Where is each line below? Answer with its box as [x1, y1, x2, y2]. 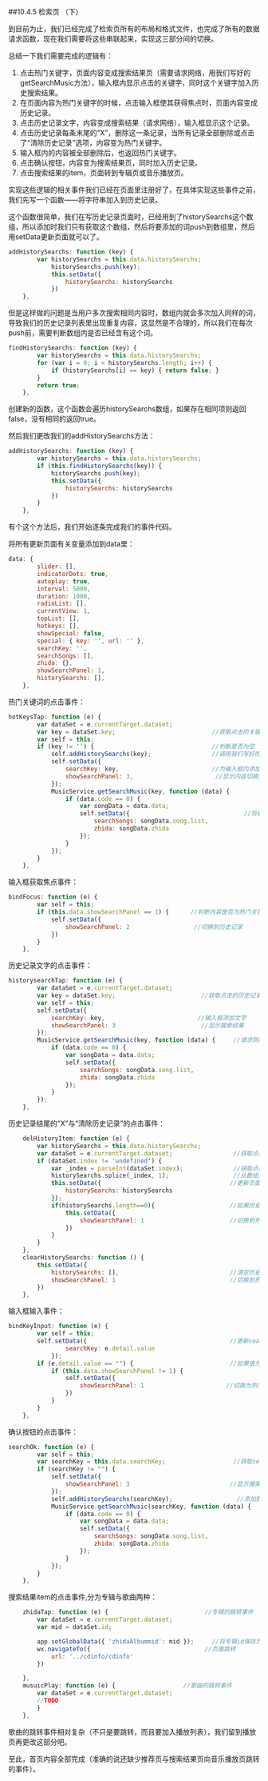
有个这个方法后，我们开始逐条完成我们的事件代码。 [8, 522, 176, 532]
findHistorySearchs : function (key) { [8, 344, 137, 352]
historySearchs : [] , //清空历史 [50, 1268, 261, 1276]
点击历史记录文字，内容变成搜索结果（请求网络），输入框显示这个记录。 [19, 118, 254, 127]
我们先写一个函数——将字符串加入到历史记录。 [8, 195, 162, 204]
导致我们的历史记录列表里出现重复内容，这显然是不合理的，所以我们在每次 [8, 318, 253, 328]
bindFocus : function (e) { [8, 893, 98, 902]
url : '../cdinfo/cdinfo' [50, 1652, 134, 1660]
